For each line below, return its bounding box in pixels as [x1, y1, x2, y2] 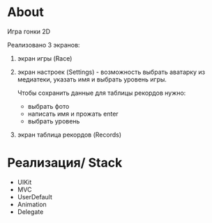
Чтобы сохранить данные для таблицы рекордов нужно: [17, 89, 186, 97]
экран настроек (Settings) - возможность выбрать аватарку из [17, 68, 206, 76]
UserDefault [17, 192, 52, 201]
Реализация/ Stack [7, 155, 123, 171]
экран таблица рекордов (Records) [17, 130, 122, 139]
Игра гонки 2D [7, 27, 51, 36]
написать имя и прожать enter [27, 109, 119, 118]
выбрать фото [27, 102, 70, 110]
